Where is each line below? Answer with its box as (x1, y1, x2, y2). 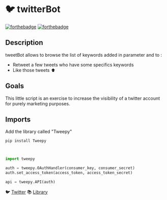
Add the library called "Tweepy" (5, 129, 72, 135)
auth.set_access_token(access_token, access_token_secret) (5, 170, 133, 175)
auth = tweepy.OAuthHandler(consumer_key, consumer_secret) (5, 166, 136, 171)
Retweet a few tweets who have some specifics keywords (12, 61, 134, 68)
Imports (5, 115, 31, 124)
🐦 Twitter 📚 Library (5, 189, 48, 195)
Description (5, 38, 43, 47)
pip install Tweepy (5, 138, 47, 144)
